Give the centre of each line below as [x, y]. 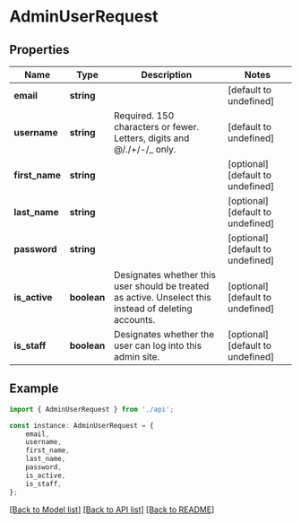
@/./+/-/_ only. [145, 149]
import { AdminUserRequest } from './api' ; [92, 409]
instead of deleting [153, 309]
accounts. [134, 320]
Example [34, 389]
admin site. [137, 357]
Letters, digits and [151, 138]
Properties [39, 50]
